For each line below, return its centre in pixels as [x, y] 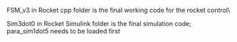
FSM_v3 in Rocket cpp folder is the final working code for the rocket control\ [118, 10]
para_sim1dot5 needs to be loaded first [63, 31]
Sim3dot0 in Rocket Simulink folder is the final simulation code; [99, 23]
